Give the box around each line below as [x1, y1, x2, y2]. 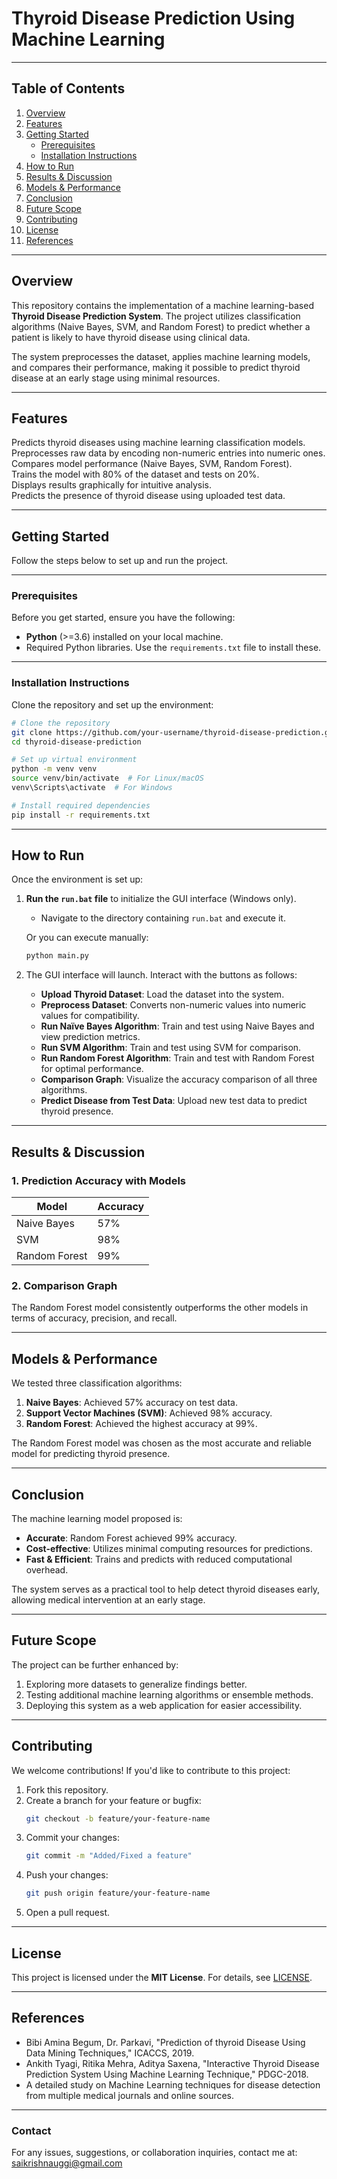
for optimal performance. [40, 1063, 144, 1075]
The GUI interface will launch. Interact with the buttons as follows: [25, 969, 298, 981]
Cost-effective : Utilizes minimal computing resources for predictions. [25, 1542, 313, 1554]
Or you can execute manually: [25, 932, 149, 944]
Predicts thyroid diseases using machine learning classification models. [11, 437, 306, 449]
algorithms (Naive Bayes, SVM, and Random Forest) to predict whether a [11, 320, 311, 332]
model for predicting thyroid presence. [11, 1448, 171, 1460]
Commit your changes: [25, 1832, 120, 1844]
